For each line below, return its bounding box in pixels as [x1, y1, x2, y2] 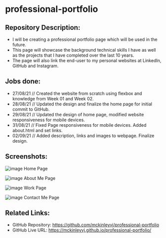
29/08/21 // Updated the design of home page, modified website [12, 111, 144, 117]
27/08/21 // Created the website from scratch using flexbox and [12, 90, 142, 96]
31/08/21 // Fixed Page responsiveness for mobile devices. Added [12, 122, 147, 128]
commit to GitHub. [12, 106, 50, 112]
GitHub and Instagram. [12, 63, 58, 69]
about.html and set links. [12, 127, 63, 133]
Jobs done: [5, 77, 41, 85]
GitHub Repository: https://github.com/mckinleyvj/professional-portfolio [12, 222, 160, 228]
